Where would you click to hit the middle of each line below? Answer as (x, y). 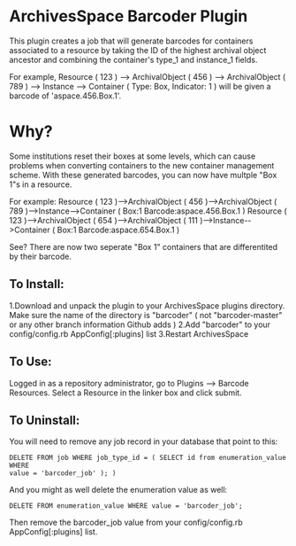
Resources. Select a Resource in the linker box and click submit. (125, 393)
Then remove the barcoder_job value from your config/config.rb (126, 523)
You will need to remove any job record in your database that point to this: (144, 441)
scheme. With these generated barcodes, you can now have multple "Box (143, 175)
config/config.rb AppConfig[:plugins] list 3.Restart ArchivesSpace (129, 333)
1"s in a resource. (41, 184)
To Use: (30, 362)
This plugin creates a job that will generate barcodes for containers (131, 41)
